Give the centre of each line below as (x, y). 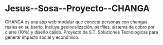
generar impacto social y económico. (42, 37)
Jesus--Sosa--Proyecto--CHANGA (77, 8)
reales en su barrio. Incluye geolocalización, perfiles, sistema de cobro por (80, 27)
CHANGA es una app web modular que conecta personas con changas (76, 22)
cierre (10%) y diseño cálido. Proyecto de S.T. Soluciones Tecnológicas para (81, 32)
